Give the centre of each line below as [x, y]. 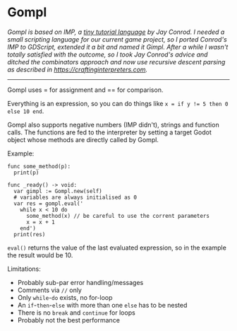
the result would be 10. [40, 255]
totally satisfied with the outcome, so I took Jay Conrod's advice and [108, 54]
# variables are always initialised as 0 [75, 197]
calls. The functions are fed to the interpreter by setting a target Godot [109, 132]
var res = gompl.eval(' [48, 203]
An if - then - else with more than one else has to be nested [102, 305]
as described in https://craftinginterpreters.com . [78, 69]
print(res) [30, 234]
